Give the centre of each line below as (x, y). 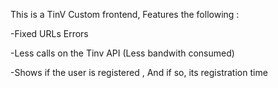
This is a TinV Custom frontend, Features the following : (125, 14)
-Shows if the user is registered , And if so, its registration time (139, 72)
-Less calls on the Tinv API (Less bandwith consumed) (122, 53)
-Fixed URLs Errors (49, 33)
